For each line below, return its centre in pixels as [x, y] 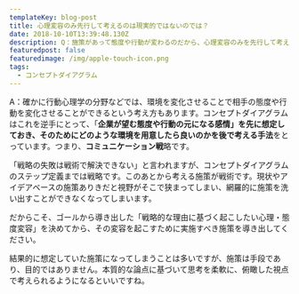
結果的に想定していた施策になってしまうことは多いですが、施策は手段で [141, 258]
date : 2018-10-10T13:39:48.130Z [69, 34]
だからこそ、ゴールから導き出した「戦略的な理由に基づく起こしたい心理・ [145, 217]
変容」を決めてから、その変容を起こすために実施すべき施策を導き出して [149, 228]
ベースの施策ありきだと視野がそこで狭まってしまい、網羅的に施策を [157, 187]
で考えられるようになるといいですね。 [79, 280]
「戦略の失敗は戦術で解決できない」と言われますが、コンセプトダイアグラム [149, 164]
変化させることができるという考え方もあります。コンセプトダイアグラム [157, 113]
